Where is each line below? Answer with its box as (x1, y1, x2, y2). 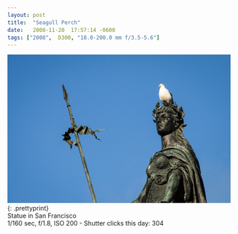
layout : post (7, 11, 46, 18)
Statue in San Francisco (7, 211, 76, 220)
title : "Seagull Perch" (7, 18, 81, 26)
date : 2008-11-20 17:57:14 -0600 (7, 26, 115, 33)
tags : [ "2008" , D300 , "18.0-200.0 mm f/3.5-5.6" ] (7, 34, 160, 41)
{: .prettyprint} (7, 204, 50, 212)
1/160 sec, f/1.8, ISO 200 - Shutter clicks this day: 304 (7, 218, 164, 227)
